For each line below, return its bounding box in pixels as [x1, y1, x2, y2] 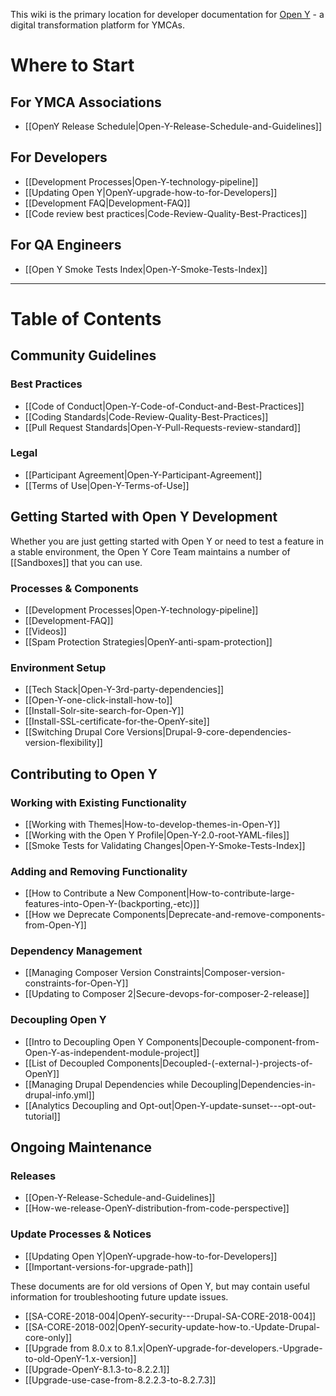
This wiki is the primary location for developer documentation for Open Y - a [10, 9, 325, 20]
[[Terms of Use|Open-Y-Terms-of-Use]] [24, 479, 190, 491]
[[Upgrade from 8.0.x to [24, 1342, 123, 1354]
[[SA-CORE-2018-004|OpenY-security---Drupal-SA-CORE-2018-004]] [24, 1310, 317, 1322]
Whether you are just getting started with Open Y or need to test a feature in [10, 535, 324, 547]
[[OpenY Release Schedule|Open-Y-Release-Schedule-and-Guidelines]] [24, 120, 323, 132]
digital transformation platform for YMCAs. [10, 19, 185, 31]
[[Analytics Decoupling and [24, 1099, 138, 1111]
